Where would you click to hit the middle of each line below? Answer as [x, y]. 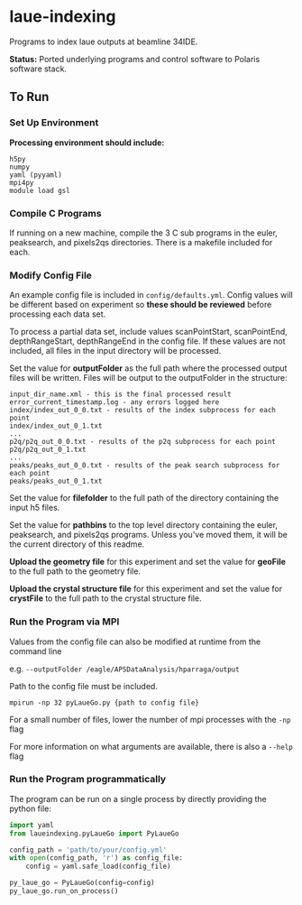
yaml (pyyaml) [36, 175]
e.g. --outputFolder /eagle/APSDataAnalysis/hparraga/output [125, 669]
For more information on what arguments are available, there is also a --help [151, 746]
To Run [29, 97]
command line [36, 651]
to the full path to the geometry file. [75, 571]
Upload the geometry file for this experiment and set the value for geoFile [148, 562]
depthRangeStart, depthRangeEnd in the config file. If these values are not [147, 341]
